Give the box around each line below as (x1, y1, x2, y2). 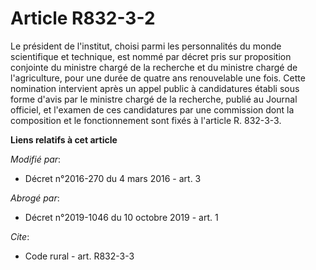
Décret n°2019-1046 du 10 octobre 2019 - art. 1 (24, 211, 219, 223)
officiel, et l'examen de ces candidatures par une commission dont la (10, 103, 295, 116)
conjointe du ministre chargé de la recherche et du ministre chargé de (10, 61, 298, 73)
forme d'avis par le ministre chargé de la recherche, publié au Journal (10, 93, 298, 105)
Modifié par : (10, 153, 62, 165)
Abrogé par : (10, 192, 60, 204)
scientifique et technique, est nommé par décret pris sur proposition (10, 50, 292, 62)
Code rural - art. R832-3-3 (24, 250, 135, 262)
